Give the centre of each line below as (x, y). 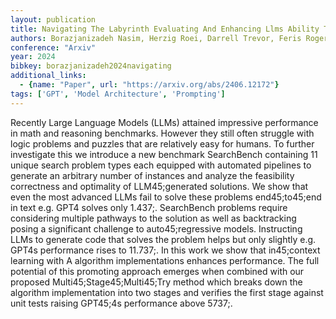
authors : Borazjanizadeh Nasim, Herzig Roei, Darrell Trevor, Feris (156, 38)
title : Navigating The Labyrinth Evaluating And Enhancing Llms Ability (165, 29)
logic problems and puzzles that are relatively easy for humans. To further (162, 143)
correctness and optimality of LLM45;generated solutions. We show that (159, 186)
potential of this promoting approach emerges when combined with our (157, 271)
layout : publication (53, 19)
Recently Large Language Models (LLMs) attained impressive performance (164, 122)
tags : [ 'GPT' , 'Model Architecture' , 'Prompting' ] (118, 94)
